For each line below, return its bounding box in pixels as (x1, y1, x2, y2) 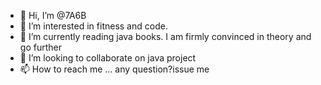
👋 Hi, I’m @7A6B (19, 10, 87, 21)
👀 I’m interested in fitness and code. (19, 20, 168, 32)
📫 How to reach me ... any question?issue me (19, 63, 210, 75)
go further (19, 41, 62, 53)
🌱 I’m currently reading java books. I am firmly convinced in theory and (19, 31, 312, 42)
